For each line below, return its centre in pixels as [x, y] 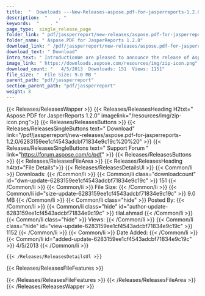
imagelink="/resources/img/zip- [142, 115]
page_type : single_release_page [49, 29]
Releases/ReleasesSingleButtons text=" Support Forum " [77, 148]
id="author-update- [143, 206]
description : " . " [37, 18]
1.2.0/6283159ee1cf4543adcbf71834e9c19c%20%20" [74, 141]
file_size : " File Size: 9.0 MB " [52, 75]
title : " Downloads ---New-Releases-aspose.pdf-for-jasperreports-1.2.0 [103, 12]
